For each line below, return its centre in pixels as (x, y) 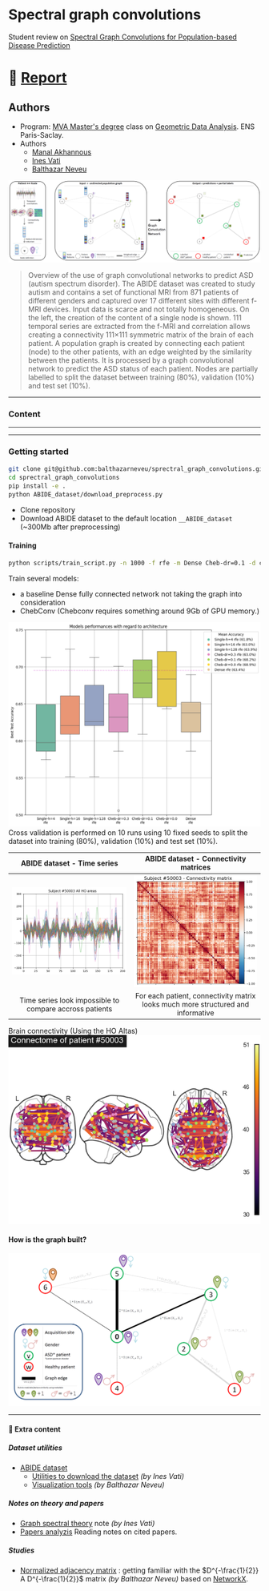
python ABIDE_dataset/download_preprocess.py (85, 495)
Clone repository (48, 509)
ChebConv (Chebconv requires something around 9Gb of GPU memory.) (140, 611)
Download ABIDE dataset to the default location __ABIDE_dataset (126, 518)
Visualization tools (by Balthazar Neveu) (98, 1485)
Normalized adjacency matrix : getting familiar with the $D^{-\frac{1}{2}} (139, 1570)
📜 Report (38, 78)
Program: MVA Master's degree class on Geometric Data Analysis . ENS (137, 127)
